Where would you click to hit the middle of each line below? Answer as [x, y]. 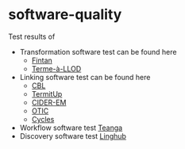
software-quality [65, 15]
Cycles [43, 119]
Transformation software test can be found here [98, 52]
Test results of [32, 36]
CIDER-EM [49, 102]
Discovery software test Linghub [73, 136]
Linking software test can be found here [85, 77]
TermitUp [47, 94]
